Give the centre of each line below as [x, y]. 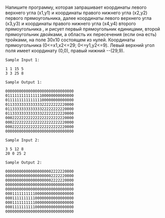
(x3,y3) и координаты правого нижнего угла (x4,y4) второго [71, 23]
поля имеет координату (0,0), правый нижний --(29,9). [65, 51]
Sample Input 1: [22, 60]
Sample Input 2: [22, 140]
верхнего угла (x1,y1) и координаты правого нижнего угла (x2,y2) [76, 13]
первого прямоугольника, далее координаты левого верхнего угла [78, 18]
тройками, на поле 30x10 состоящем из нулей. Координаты [70, 40]
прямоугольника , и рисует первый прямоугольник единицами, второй [83, 29]
